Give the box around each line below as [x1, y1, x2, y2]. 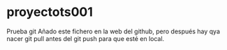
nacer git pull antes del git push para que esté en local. [6, 34, 165, 42]
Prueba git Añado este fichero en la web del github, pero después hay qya [6, 27, 221, 35]
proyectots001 [6, 4, 94, 20]
